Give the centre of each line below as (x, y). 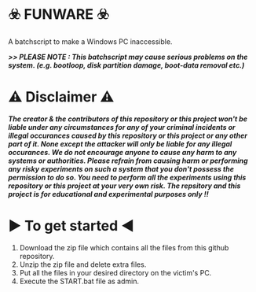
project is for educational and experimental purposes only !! (109, 194)
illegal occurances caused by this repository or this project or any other (128, 135)
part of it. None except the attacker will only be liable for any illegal (120, 144)
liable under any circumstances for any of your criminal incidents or (122, 127)
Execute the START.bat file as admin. (79, 281)
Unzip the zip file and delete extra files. (83, 264)
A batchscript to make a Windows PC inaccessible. (90, 41)
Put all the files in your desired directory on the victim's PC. (115, 272)
